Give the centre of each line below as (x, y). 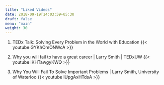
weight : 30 (16, 28)
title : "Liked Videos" (29, 10)
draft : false (19, 19)
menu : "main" (19, 23)
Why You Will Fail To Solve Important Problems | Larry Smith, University (85, 72)
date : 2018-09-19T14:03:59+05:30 (40, 14)
